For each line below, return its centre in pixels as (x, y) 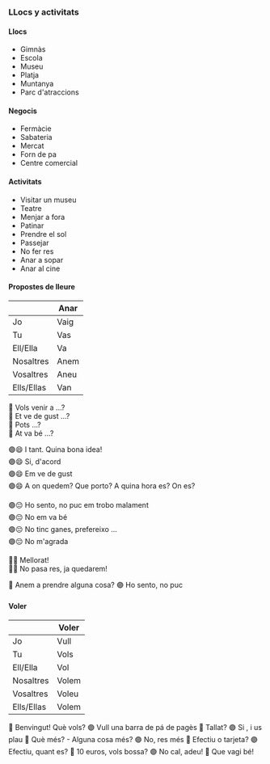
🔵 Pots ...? (25, 424)
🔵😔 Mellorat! (29, 559)
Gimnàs (33, 49)
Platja (29, 75)
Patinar (32, 226)
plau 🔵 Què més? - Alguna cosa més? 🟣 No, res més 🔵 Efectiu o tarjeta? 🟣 (133, 739)
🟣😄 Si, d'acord (35, 461)
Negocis (23, 111)
